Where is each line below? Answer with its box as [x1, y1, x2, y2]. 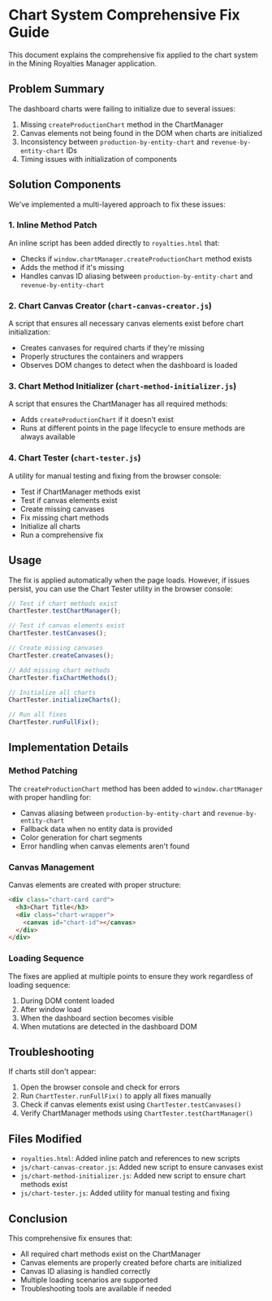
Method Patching [8, 765, 78, 776]
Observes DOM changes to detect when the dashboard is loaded [19, 360, 238, 370]
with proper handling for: [8, 792, 92, 802]
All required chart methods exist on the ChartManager [19, 1249, 201, 1259]
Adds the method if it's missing [19, 262, 124, 272]
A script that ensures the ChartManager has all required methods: [8, 399, 228, 408]
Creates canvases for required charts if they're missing [19, 343, 205, 353]
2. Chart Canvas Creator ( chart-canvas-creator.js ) [8, 299, 213, 311]
